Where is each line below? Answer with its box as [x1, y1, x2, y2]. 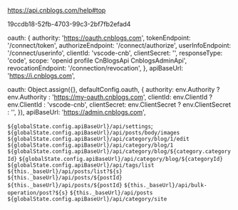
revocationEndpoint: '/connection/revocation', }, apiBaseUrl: [7, 64, 184, 72]
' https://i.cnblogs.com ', [7, 71, 76, 80]
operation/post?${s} [7, 189, 69, 196]
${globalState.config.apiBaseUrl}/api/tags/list [7, 162, 155, 169]
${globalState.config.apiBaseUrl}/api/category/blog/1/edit [7, 135, 190, 142]
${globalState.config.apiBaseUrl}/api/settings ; [7, 122, 153, 130]
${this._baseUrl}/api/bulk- [123, 182, 207, 189]
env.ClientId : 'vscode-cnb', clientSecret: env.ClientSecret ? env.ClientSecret [7, 100, 232, 109]
